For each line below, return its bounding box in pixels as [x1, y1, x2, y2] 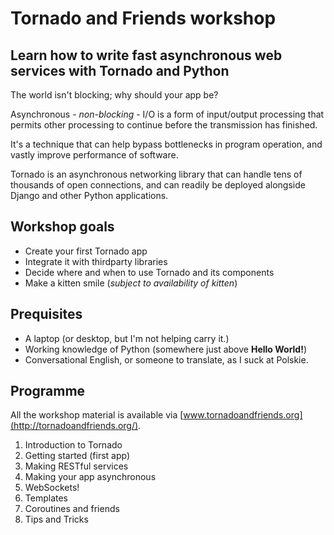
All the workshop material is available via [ [10, 409, 184, 421]
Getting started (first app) [24, 450, 131, 462]
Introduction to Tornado [24, 439, 123, 451]
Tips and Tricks [24, 513, 89, 526]
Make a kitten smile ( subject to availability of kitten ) [24, 277, 238, 289]
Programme [10, 383, 86, 400]
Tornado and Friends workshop [10, 7, 277, 30]
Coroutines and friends [24, 503, 120, 515]
